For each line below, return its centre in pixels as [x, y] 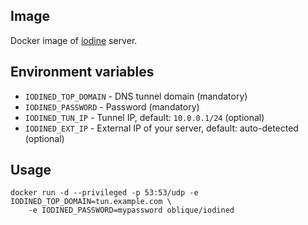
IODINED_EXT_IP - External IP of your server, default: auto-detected [161, 128]
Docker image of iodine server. [74, 40]
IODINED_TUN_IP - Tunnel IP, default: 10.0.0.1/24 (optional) [144, 117]
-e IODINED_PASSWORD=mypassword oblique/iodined [131, 210]
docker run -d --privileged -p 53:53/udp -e [104, 193]
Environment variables [82, 72]
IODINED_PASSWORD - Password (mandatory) [112, 106]
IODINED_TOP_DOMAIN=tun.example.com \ [91, 202]
